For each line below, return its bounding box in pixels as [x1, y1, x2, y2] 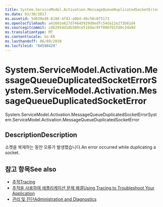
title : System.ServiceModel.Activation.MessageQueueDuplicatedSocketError [5, 7, 160, 12]
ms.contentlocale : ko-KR [5, 35, 55, 39]
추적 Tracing [12, 179, 35, 185]
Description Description [5, 131, 78, 139]
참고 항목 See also [5, 165, 57, 173]
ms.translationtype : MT [5, 30, 53, 35]
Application [12, 190, 35, 196]
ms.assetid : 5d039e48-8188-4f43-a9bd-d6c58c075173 [5, 16, 110, 21]
